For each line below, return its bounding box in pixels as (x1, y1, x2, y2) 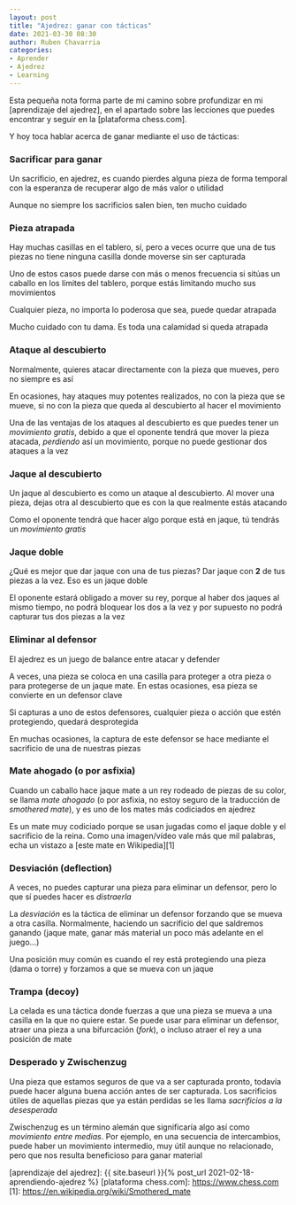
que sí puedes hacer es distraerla (9, 891, 132, 902)
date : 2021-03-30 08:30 (9, 29, 97, 38)
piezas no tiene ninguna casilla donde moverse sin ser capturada (9, 252, 246, 262)
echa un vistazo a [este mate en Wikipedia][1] (9, 839, 175, 851)
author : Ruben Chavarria (9, 37, 101, 47)
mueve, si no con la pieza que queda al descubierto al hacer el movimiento (9, 400, 281, 410)
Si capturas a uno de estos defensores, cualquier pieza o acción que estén (9, 706, 281, 718)
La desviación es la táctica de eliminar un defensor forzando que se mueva (9, 909, 283, 920)
